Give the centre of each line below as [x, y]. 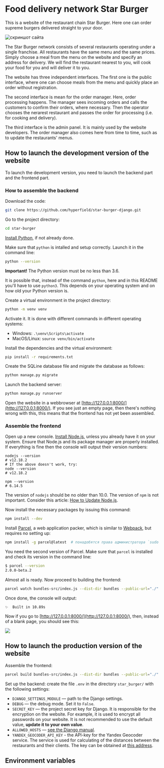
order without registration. [31, 87]
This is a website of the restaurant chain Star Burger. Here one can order [78, 23]
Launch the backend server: [34, 384]
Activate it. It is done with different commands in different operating [73, 318]
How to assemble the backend [42, 191]
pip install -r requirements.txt [39, 357]
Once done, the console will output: [41, 598]
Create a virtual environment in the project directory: [58, 300]
